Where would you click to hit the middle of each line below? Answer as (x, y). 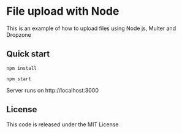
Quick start (28, 54)
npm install (21, 68)
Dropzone (19, 34)
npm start (19, 79)
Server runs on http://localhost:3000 (53, 90)
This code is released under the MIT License (63, 124)
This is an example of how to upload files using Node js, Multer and (91, 28)
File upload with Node (63, 11)
